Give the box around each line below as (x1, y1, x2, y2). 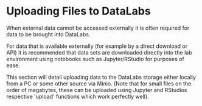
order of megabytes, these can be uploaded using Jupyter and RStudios (6, 86, 187, 93)
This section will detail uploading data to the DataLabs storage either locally (6, 73, 197, 81)
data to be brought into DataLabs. (6, 30, 91, 38)
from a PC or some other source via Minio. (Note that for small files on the (6, 80, 192, 87)
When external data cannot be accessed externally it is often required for (6, 24, 190, 31)
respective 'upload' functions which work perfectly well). (6, 93, 149, 100)
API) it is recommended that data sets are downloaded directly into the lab (6, 48, 192, 56)
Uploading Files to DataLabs (6, 4, 151, 18)
